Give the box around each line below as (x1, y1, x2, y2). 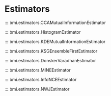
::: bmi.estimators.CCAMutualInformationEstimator (4, 20, 106, 25)
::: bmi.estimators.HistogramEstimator (4, 29, 81, 35)
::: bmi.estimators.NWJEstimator (4, 86, 70, 92)
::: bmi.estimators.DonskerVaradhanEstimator (4, 57, 96, 63)
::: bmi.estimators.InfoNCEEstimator (4, 76, 77, 82)
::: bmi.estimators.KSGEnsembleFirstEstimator (4, 48, 98, 54)
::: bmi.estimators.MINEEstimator (4, 67, 71, 73)
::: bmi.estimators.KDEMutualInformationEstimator (4, 38, 106, 45)
